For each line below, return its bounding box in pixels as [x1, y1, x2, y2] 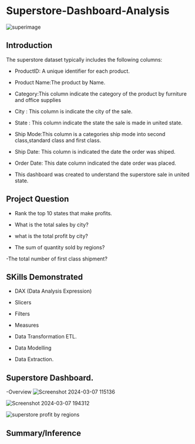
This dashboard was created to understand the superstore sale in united [14, 171, 190, 178]
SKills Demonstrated [6, 272, 83, 282]
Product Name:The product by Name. [14, 79, 106, 86]
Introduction [6, 40, 53, 50]
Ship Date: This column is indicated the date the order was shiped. [14, 148, 176, 155]
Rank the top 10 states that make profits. [14, 209, 113, 216]
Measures [14, 321, 39, 329]
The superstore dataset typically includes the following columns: [6, 56, 163, 63]
